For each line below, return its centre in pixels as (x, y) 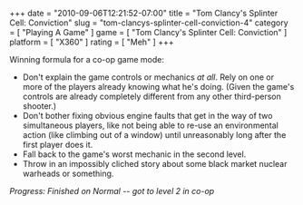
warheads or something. (68, 173)
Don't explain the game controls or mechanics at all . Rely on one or (148, 77)
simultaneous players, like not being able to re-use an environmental (150, 125)
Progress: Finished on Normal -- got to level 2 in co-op (112, 191)
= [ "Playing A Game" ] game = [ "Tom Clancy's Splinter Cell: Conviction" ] (148, 32)
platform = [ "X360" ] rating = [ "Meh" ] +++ (92, 42)
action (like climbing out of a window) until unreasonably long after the (154, 135)
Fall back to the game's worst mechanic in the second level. (134, 154)
